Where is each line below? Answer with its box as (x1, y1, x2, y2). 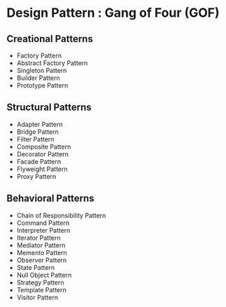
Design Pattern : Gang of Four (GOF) (6, 5, 220, 21)
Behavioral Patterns (6, 193, 95, 205)
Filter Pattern (16, 135, 55, 143)
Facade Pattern (16, 157, 61, 165)
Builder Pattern (16, 74, 60, 82)
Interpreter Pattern (16, 226, 71, 234)
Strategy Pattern (16, 278, 64, 287)
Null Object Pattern (16, 271, 72, 279)
